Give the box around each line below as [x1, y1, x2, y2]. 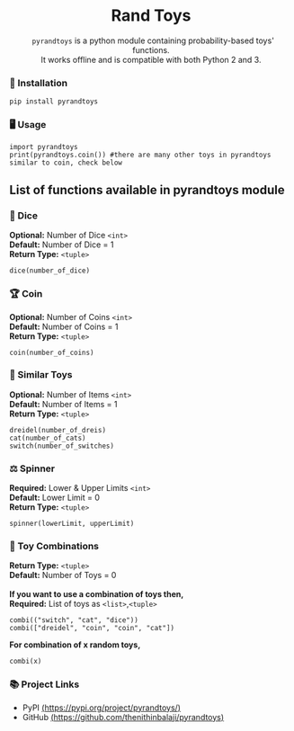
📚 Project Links [9, 678, 80, 691]
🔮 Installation [9, 76, 68, 89]
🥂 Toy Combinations [9, 540, 100, 553]
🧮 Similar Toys [9, 369, 73, 381]
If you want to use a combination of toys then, [9, 589, 184, 600]
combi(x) [9, 657, 42, 666]
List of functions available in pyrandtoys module [9, 182, 285, 198]
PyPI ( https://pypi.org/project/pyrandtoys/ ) [22, 702, 182, 713]
